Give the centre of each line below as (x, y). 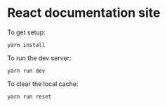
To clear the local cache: (43, 84)
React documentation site (84, 13)
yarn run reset (29, 97)
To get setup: (26, 32)
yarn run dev (26, 71)
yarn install (26, 45)
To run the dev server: (39, 58)
